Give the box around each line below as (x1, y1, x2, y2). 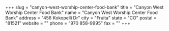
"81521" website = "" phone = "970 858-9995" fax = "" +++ (5, 20, 131, 26)
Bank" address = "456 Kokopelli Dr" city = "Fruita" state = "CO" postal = (5, 15, 157, 20)
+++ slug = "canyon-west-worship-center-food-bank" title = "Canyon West (5, 4, 164, 10)
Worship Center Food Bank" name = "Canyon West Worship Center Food (5, 9, 158, 15)
